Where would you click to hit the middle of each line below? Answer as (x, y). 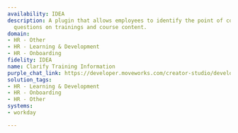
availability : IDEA (36, 14)
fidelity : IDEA (30, 60)
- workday (22, 112)
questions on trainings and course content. (80, 27)
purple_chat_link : (34, 73)
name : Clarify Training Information (61, 66)
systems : (20, 106)
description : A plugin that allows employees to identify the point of (115, 21)
